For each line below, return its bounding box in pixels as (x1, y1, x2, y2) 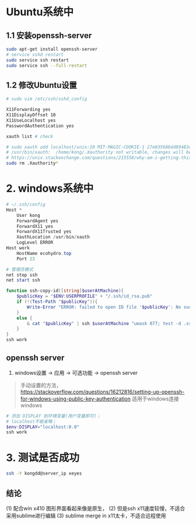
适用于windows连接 (132, 395, 179, 402)
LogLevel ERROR (16, 240, 54, 246)
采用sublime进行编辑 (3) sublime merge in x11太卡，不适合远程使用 (6, 512, 166, 519)
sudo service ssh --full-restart (6, 63, 87, 68)
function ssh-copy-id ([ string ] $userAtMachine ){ (6, 288, 124, 294)
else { (16, 315, 33, 321)
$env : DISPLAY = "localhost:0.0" (6, 424, 80, 430)
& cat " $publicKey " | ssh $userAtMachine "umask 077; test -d (27, 320, 181, 326)
